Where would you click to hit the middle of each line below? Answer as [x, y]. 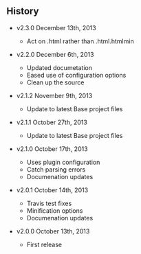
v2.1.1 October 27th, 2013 [52, 122]
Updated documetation [59, 67]
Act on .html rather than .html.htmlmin [80, 41]
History [23, 11]
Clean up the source [55, 82]
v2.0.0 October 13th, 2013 [53, 231]
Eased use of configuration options [76, 75]
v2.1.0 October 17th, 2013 [52, 149]
